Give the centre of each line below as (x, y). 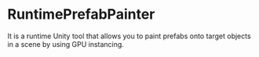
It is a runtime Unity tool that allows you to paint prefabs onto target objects (129, 36)
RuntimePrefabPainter (81, 14)
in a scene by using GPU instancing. (66, 44)
